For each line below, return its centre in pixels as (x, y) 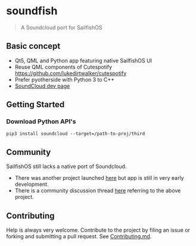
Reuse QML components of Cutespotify (63, 67)
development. (32, 184)
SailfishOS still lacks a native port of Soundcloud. (66, 166)
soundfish (32, 11)
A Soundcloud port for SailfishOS (61, 27)
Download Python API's (41, 122)
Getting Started (35, 105)
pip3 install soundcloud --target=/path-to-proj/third (76, 134)
